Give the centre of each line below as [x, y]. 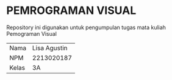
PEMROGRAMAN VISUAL [71, 11]
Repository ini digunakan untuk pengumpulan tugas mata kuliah [86, 27]
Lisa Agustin [50, 48]
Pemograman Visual [31, 33]
